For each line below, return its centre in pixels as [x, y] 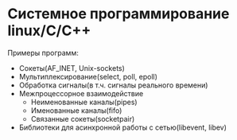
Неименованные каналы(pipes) [84, 102]
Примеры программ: [43, 52]
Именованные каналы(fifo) [76, 110]
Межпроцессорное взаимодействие [81, 93]
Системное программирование [118, 14]
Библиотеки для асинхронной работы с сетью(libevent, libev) [123, 127]
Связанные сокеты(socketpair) [83, 119]
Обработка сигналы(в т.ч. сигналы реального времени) [113, 85]
